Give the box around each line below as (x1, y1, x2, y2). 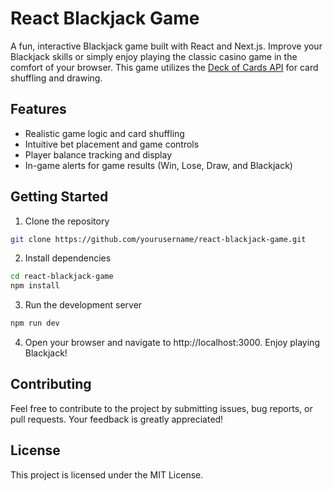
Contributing (10, 376, 92, 393)
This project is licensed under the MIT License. (10, 468, 204, 481)
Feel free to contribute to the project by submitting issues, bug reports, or (10, 402, 313, 414)
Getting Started (10, 188, 109, 206)
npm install (10, 281, 60, 291)
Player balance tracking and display (24, 148, 173, 161)
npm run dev (10, 318, 60, 329)
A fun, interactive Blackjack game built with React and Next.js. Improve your (10, 40, 323, 52)
